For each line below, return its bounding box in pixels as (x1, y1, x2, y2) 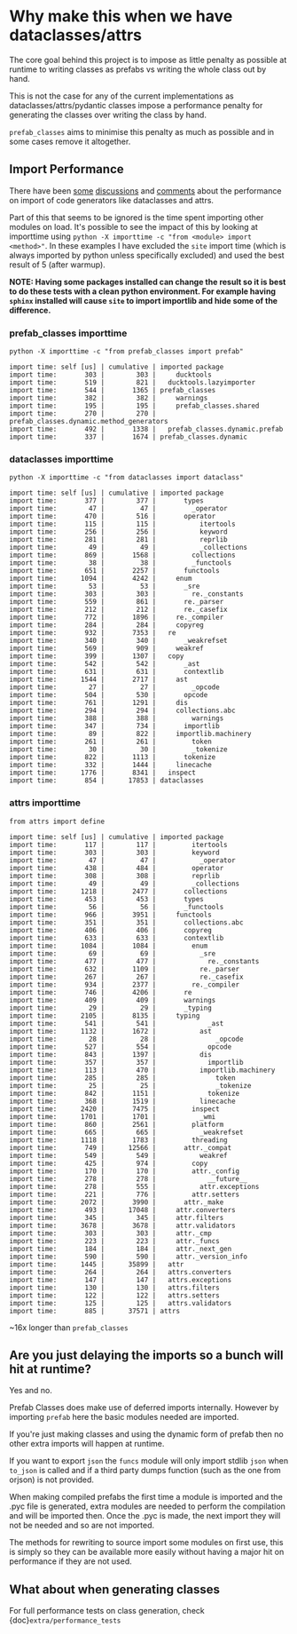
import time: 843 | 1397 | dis (9, 1050, 213, 1059)
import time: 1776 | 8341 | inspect (9, 768, 197, 778)
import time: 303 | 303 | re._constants (9, 590, 244, 599)
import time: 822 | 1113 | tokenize (9, 753, 216, 762)
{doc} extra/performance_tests (9, 1614, 121, 1626)
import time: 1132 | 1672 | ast (9, 1027, 213, 1035)
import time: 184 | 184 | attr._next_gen (9, 1244, 232, 1253)
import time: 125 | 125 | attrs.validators (9, 1298, 232, 1307)
